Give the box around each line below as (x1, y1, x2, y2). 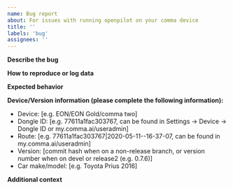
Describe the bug (7, 55, 59, 64)
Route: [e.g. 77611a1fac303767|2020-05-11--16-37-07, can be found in (17, 132, 220, 141)
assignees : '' (7, 36, 49, 43)
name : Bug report (7, 10, 58, 17)
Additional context (7, 176, 63, 184)
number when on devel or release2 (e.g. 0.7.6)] (17, 155, 153, 163)
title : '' (7, 23, 36, 30)
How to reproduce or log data (7, 69, 94, 78)
